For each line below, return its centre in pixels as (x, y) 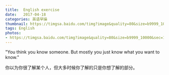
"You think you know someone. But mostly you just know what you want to (82, 52)
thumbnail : (17, 24)
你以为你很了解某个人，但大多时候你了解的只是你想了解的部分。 (71, 67)
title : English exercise (32, 10)
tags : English (20, 28)
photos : (13, 33)
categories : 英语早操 (26, 19)
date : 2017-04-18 (26, 14)
